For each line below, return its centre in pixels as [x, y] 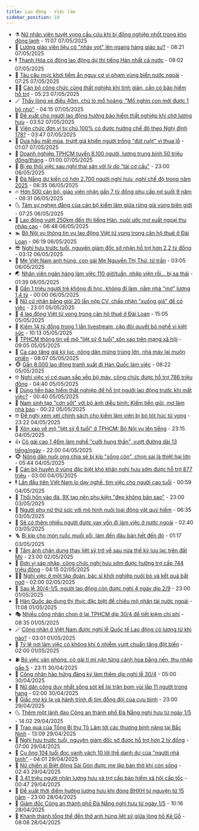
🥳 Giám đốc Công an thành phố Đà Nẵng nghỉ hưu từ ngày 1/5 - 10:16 [99, 803]
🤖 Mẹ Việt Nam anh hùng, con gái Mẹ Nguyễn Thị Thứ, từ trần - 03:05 [100, 261]
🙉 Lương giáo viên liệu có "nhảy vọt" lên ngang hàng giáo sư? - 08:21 [99, 47]
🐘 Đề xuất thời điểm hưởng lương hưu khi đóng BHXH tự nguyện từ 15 [99, 790]
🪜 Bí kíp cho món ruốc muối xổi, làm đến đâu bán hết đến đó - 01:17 [98, 535]
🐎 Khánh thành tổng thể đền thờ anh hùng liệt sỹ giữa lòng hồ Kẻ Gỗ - [100, 816]
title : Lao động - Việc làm [41, 12]
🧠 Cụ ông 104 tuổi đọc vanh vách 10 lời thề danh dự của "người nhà [97, 752]
